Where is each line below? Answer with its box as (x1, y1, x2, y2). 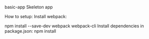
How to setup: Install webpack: (4, 14, 67, 19)
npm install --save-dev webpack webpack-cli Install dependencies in (4, 23, 144, 29)
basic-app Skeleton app (4, 4, 53, 10)
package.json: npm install (4, 28, 56, 34)
